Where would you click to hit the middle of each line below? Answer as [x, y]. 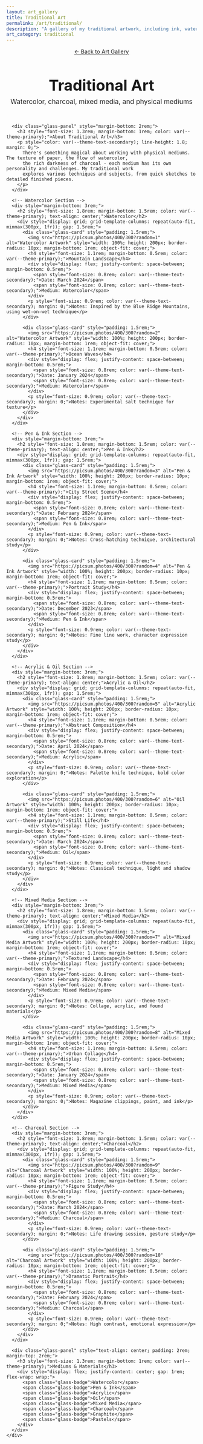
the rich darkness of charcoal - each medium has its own [97, 164]
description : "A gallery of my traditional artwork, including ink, [94, 29]
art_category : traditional [40, 35]
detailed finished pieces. [40, 179]
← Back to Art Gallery [101, 51]
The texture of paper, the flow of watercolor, [67, 158]
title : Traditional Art [36, 18]
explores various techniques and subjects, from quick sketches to [109, 174]
